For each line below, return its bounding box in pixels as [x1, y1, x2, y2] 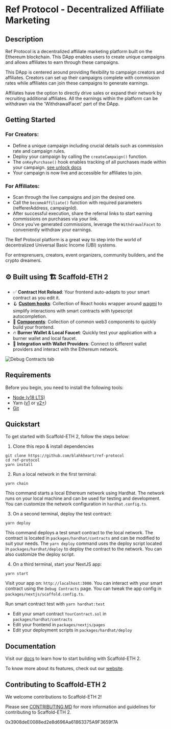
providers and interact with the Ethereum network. [12, 346, 119, 352]
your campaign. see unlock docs [12, 164, 82, 170]
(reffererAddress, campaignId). [12, 204, 78, 211]
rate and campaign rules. [12, 148, 65, 154]
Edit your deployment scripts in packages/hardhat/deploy [12, 627, 132, 633]
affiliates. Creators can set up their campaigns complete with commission [5, 75, 160, 80]
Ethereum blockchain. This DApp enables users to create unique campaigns [5, 54, 165, 60]
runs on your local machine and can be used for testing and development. [5, 495, 161, 502]
